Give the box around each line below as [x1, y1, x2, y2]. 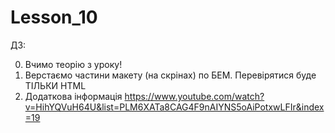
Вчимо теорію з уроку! [24, 58, 123, 70]
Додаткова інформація [24, 90, 123, 102]
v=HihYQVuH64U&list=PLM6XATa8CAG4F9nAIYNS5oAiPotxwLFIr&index [24, 101, 325, 113]
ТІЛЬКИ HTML [24, 79, 87, 91]
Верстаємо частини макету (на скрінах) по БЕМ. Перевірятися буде [24, 69, 317, 81]
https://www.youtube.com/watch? [124, 90, 265, 102]
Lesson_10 [10, 6, 98, 29]
